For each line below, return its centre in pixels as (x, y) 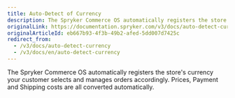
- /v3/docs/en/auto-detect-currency (67, 53)
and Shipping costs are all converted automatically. (81, 87)
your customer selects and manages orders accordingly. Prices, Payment (113, 79)
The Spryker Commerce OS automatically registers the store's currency (111, 72)
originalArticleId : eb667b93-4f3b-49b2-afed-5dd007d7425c (93, 33)
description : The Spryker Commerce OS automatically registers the (108, 20)
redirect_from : (29, 40)
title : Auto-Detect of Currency (54, 14)
